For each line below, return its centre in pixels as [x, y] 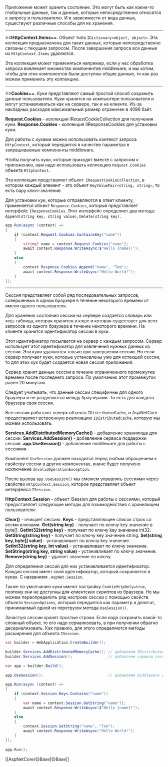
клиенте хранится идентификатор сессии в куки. [57, 331]
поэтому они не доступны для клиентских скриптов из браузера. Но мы [82, 592]
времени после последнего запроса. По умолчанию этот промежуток [80, 377]
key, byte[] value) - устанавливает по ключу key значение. [68, 541]
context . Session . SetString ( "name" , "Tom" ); [69, 727]
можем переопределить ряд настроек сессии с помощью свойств [77, 597]
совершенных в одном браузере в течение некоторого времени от [77, 301]
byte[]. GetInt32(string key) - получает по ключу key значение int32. [78, 530]
